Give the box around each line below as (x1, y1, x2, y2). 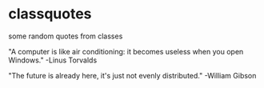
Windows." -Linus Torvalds (8, 55, 98, 65)
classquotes (8, 5, 92, 23)
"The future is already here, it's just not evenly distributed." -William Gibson (8, 70, 257, 80)
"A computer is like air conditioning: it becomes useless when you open (8, 46, 244, 56)
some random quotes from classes (8, 31, 123, 41)
